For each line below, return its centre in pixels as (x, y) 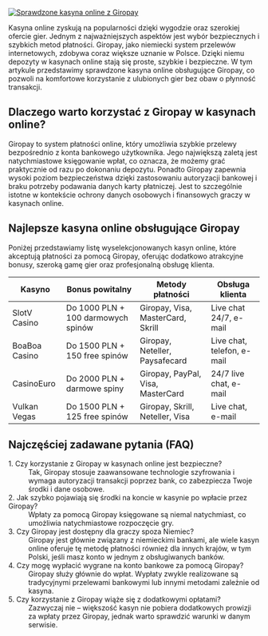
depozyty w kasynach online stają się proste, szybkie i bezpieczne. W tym (130, 61)
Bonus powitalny (99, 289)
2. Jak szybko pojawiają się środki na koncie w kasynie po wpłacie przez (128, 498)
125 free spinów (98, 417)
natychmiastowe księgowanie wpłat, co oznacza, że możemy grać (117, 160)
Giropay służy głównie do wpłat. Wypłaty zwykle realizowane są (134, 574)
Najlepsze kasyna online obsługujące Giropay (124, 229)
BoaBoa (27, 346)
